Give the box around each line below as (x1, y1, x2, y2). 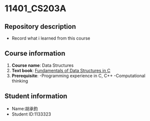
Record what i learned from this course (11, 35, 91, 41)
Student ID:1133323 (11, 111, 51, 117)
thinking (11, 78, 28, 83)
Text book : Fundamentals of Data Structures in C (11, 67, 110, 73)
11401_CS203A (4, 3, 66, 14)
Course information (4, 49, 65, 58)
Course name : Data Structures (11, 62, 74, 68)
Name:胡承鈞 (11, 105, 38, 111)
